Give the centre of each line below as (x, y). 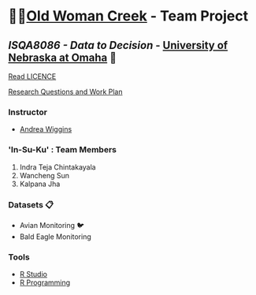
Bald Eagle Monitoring (56, 237)
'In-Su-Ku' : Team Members (62, 150)
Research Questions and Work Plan (65, 91)
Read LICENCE (32, 77)
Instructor (28, 112)
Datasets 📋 (31, 204)
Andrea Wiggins (46, 129)
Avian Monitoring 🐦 (52, 225)
